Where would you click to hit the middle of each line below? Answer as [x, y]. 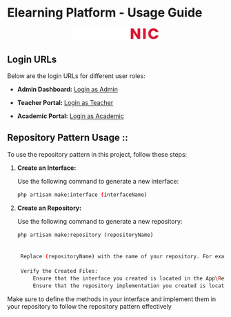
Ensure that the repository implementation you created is [119, 286]
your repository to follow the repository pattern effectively [90, 306]
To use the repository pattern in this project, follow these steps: [97, 154]
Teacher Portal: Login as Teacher [65, 102]
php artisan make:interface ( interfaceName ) [82, 195]
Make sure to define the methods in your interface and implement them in [112, 299]
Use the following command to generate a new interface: [98, 181]
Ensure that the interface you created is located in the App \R [127, 278]
